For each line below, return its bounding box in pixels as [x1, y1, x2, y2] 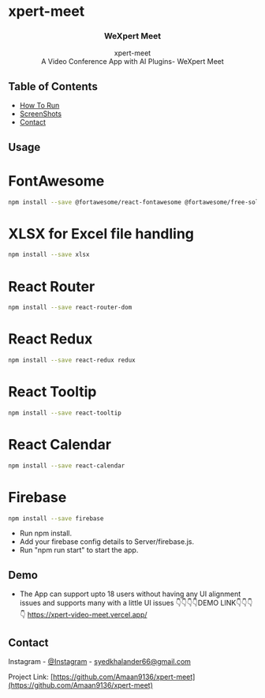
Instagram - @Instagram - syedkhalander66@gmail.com [8, 657, 192, 666]
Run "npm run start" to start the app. [19, 546, 139, 555]
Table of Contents [8, 80, 99, 93]
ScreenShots [19, 109, 62, 118]
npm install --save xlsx [8, 251, 90, 259]
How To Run [19, 101, 60, 111]
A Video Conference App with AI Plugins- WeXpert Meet [40, 57, 225, 66]
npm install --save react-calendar [8, 461, 125, 470]
